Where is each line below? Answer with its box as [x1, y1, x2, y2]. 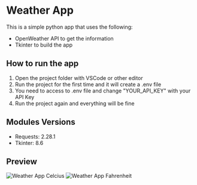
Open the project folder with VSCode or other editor [14, 74, 144, 81]
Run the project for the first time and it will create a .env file [14, 81, 162, 88]
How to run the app [6, 58, 79, 69]
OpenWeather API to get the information [14, 35, 114, 42]
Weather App [6, 4, 74, 17]
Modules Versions [6, 117, 76, 127]
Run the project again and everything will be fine [14, 100, 135, 107]
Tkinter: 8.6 [14, 139, 44, 146]
